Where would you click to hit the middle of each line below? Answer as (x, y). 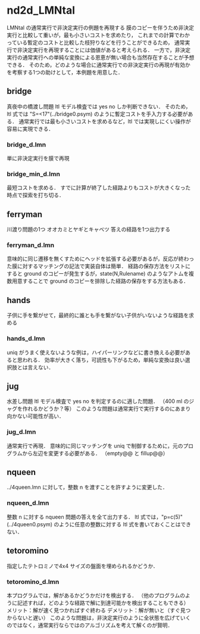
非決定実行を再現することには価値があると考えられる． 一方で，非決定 (104, 50)
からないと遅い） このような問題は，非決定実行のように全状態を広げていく (99, 617)
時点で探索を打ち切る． (35, 195)
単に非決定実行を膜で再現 (38, 158)
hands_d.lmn (26, 339)
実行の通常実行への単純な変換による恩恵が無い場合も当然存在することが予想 (101, 57)
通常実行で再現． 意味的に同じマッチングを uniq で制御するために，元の (95, 446)
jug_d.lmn (21, 432)
